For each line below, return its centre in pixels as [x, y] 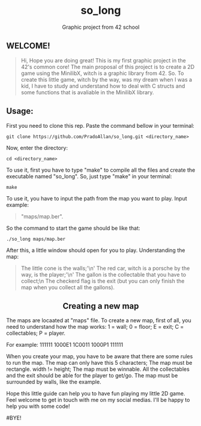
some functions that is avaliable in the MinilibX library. [87, 92]
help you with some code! [38, 406]
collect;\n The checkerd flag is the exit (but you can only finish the [103, 281]
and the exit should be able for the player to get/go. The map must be [92, 376]
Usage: [20, 111]
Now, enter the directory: [37, 148]
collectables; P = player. [36, 333]
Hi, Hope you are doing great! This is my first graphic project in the [103, 60]
